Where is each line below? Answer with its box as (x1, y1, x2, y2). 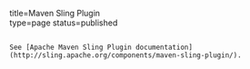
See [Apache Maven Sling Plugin (9, 43, 132, 52)
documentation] (135, 43, 194, 52)
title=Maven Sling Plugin (9, 8, 101, 18)
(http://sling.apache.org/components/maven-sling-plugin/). (9, 51, 243, 60)
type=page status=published (9, 17, 118, 28)
